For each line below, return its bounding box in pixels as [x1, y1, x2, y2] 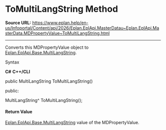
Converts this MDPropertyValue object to [5, 44, 89, 50]
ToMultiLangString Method [5, 3, 119, 15]
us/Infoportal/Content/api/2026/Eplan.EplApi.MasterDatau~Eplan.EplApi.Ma [5, 25, 160, 31]
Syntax [5, 59, 20, 65]
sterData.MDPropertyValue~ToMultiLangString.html [5, 30, 110, 36]
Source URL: [5, 20, 31, 26]
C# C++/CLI [5, 68, 31, 74]
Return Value [5, 108, 33, 114]
